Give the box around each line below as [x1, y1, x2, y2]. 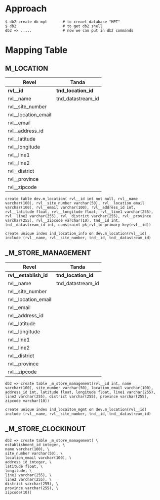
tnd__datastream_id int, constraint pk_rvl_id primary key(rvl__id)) [5, 222, 152, 227]
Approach [5, 3, 47, 14]
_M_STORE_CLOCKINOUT [5, 425, 86, 433]
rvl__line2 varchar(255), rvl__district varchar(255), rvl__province [5, 213, 152, 218]
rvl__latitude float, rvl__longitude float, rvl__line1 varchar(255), [5, 209, 154, 214]
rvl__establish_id [7, 272, 48, 279]
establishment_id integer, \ [5, 442, 65, 447]
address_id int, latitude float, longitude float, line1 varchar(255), [5, 390, 156, 395]
